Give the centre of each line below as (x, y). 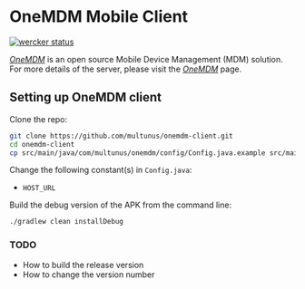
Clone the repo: (39, 119)
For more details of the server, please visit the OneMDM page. (126, 69)
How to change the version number (89, 275)
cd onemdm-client (42, 144)
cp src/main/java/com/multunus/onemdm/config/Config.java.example (138, 153)
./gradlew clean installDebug (67, 222)
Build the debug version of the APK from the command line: (121, 205)
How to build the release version (83, 265)
